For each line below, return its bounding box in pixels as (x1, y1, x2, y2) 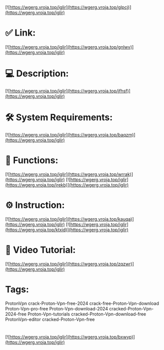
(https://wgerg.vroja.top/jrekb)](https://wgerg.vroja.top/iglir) (5, 182, 129, 188)
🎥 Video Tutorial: (5, 244, 76, 255)
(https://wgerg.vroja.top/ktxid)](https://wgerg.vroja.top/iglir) (5, 227, 128, 233)
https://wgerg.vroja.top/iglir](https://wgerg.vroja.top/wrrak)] (9, 171, 133, 177)
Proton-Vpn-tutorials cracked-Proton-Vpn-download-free (27, 311, 146, 317)
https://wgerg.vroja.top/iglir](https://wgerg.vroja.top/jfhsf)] (9, 88, 131, 94)
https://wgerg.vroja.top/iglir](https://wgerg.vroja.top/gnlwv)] (9, 44, 134, 50)
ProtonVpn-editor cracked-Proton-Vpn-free (5, 316, 95, 322)
